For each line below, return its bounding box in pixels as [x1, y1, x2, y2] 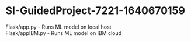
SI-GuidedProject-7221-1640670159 [5, 4, 185, 17]
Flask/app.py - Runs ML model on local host [5, 23, 112, 30]
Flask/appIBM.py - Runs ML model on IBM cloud [5, 29, 122, 36]
